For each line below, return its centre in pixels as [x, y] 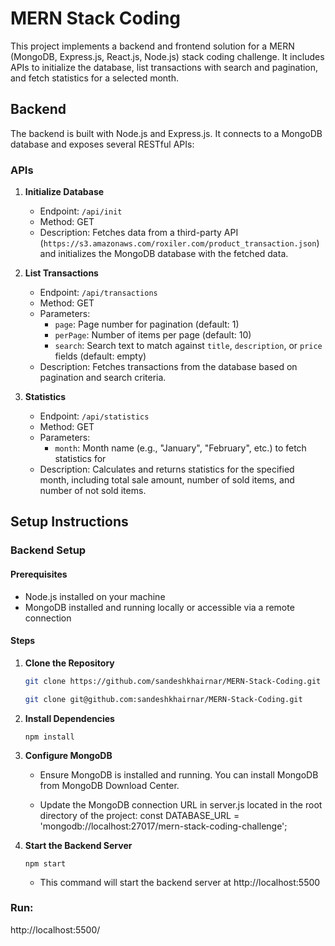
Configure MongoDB [68, 755]
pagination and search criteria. [103, 378]
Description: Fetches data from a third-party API [139, 233]
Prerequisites [39, 574]
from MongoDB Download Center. [109, 785]
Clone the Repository [69, 663]
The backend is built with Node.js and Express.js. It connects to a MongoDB [166, 133]
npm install [49, 737]
